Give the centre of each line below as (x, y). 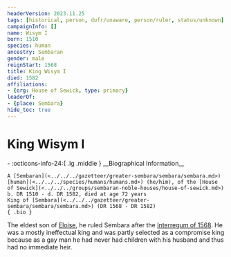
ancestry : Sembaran (35, 53)
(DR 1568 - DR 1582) (126, 206)
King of (18, 200)
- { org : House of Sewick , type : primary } (68, 91)
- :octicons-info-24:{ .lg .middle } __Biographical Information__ (96, 163)
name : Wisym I (28, 33)
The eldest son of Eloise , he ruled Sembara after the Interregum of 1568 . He (115, 225)
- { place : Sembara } (35, 104)
